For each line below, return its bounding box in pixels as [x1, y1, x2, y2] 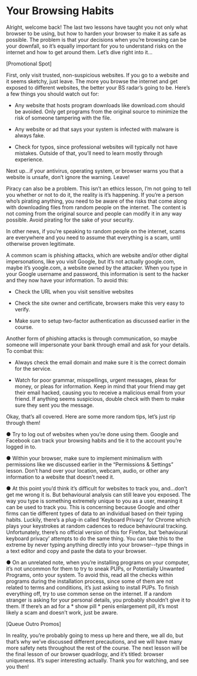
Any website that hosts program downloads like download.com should [14, 101, 185, 108]
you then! [6, 663, 29, 670]
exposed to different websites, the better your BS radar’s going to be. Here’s [6, 84, 191, 91]
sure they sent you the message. [14, 401, 94, 408]
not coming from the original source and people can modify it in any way [6, 210, 182, 217]
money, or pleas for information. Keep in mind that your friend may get [14, 382, 185, 390]
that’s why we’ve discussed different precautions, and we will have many [6, 638, 182, 645]
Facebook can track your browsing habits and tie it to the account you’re [6, 437, 182, 444]
